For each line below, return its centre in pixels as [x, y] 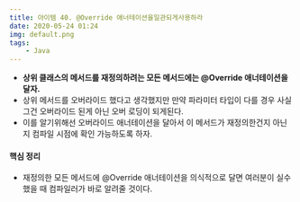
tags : [19, 43]
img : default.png [42, 34]
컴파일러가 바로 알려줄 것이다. [101, 189]
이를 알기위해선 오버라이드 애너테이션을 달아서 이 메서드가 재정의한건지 [146, 123]
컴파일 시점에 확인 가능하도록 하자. [92, 134]
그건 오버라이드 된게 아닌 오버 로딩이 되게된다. [103, 111]
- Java [38, 51]
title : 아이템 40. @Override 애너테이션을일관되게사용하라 [106, 18]
